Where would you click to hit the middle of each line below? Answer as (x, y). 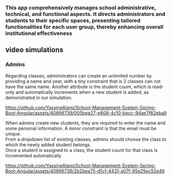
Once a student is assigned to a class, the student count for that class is (82, 150)
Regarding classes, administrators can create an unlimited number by (79, 75)
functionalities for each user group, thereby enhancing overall (84, 27)
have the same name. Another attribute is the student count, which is (78, 87)
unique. (13, 134)
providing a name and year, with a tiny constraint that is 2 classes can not (83, 81)
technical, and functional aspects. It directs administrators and (85, 14)
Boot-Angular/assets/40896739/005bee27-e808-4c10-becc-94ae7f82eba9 (86, 113)
